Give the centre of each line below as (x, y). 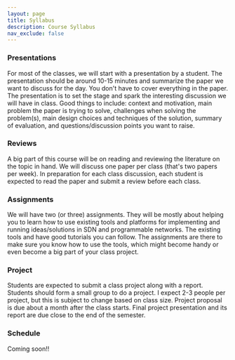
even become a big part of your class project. (73, 252)
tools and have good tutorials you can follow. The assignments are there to (115, 237)
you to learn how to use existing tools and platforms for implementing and (114, 222)
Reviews (22, 143)
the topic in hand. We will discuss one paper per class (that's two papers (112, 166)
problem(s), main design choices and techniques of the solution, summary (115, 118)
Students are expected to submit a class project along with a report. (105, 286)
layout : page (26, 14)
